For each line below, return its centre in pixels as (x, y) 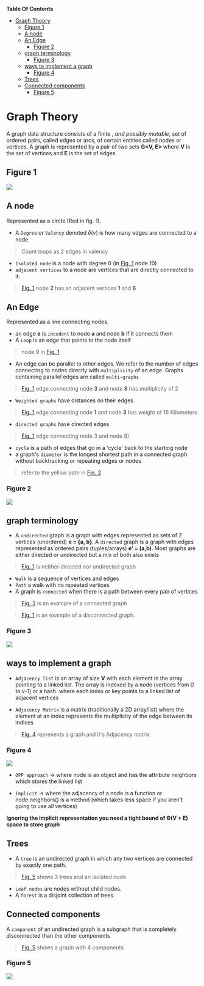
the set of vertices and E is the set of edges (61, 153)
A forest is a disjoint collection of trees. (65, 895)
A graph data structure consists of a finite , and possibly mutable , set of (97, 133)
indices (24, 722)
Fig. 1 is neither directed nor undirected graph (78, 567)
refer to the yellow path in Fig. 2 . (62, 473)
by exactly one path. (41, 865)
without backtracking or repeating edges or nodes (78, 461)
